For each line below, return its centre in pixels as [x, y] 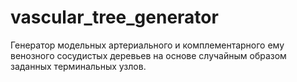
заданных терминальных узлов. [78, 66]
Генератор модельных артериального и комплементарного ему [147, 45]
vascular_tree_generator [114, 17]
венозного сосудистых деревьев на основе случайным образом [148, 55]
